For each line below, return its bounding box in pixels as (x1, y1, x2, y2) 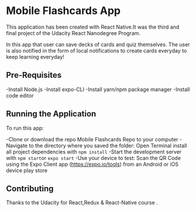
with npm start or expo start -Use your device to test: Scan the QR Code (6, 154, 181, 161)
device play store (6, 166, 48, 173)
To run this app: (6, 124, 44, 131)
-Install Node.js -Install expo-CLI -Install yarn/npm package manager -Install (6, 86, 190, 93)
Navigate (6, 142, 28, 149)
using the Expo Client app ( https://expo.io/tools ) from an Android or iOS (6, 161, 179, 168)
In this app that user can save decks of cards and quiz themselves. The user (6, 41, 190, 48)
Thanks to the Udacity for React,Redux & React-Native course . (6, 199, 158, 206)
